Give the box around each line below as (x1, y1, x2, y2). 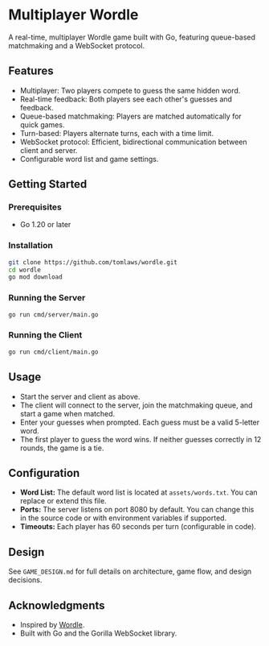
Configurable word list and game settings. (19, 154, 159, 164)
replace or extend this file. (19, 496, 107, 506)
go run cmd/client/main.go (8, 348, 99, 356)
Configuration (8, 466, 80, 480)
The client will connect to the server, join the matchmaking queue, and (19, 400, 253, 410)
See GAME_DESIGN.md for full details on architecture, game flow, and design (8, 566, 252, 577)
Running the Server (8, 292, 86, 304)
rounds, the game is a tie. (19, 443, 104, 453)
